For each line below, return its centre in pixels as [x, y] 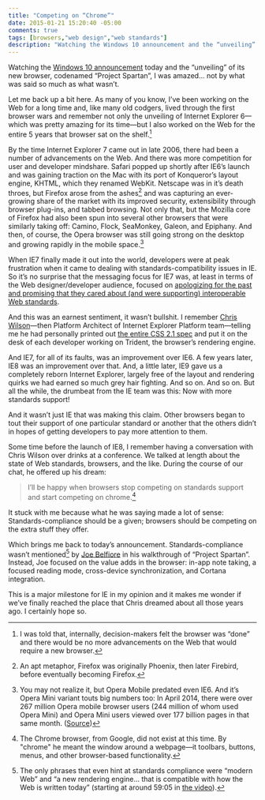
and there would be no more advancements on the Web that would [128, 642]
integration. [27, 579]
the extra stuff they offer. [49, 529]
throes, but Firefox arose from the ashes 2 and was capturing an [111, 192]
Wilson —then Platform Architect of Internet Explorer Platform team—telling [129, 325]
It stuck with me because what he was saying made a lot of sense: [116, 512]
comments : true [33, 30]
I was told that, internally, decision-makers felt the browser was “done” [134, 634]
